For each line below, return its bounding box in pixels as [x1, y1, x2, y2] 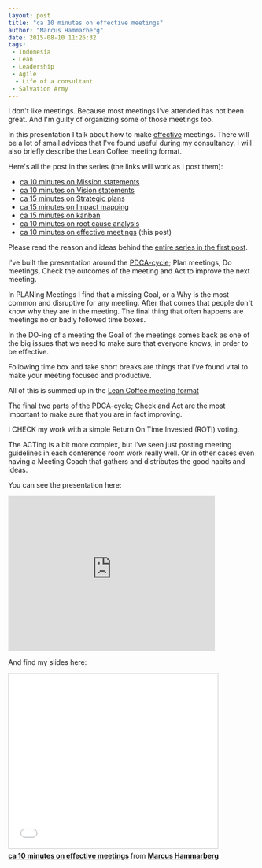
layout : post [8, 11, 51, 20]
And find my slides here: [8, 658, 87, 667]
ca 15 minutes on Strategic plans [19, 194, 126, 203]
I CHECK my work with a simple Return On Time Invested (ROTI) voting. [8, 425, 240, 434]
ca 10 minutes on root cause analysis [19, 219, 140, 228]
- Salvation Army [11, 84, 68, 93]
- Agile [11, 70, 37, 78]
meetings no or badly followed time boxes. [8, 315, 146, 325]
